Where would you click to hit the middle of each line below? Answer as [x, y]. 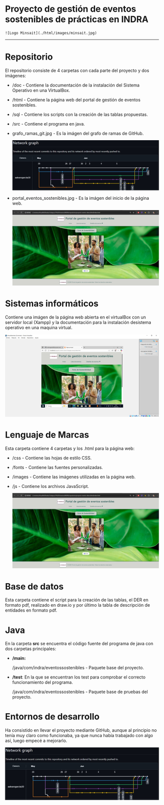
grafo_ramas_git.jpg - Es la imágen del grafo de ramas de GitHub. [78, 133]
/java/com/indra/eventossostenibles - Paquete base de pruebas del [80, 692]
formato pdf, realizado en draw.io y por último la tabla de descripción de [78, 605]
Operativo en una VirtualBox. [41, 90]
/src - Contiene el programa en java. [49, 124]
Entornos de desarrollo [52, 717]
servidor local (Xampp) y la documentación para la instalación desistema [78, 322]
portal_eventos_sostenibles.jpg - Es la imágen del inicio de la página [81, 198]
